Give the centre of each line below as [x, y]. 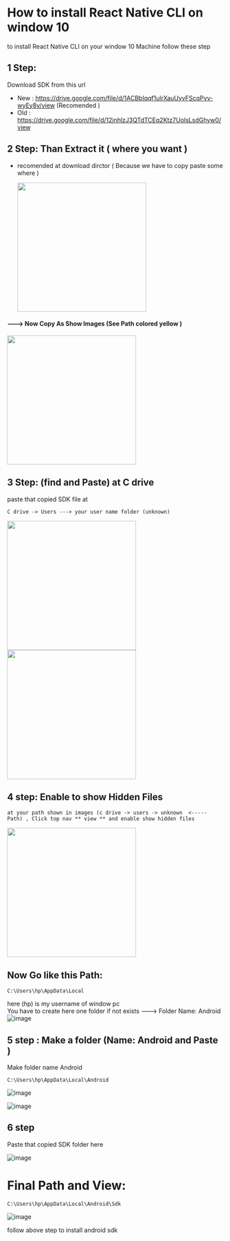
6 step [21, 1128]
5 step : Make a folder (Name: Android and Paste [113, 1040]
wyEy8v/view [36, 105]
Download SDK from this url [46, 85]
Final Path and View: [67, 1186]
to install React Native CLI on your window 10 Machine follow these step [109, 46]
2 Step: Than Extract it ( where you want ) [97, 149]
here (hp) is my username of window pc [64, 1004]
